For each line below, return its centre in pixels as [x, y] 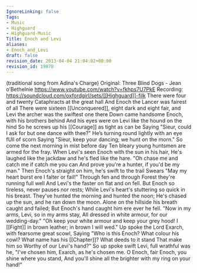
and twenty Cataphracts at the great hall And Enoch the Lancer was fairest [96, 102]
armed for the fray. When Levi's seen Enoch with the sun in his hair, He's [94, 152]
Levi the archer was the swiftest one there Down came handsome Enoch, [95, 114]
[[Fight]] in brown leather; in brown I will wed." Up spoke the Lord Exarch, [95, 227]
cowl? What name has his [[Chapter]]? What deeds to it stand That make [94, 240]
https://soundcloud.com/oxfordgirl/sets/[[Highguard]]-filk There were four [96, 96]
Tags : [13, 17]
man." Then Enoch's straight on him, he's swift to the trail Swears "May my [96, 171]
